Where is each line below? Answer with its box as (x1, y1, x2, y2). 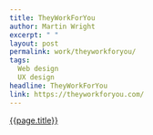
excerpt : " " (9, 30, 59, 39)
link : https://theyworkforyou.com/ (9, 89, 145, 99)
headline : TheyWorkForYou (9, 81, 107, 90)
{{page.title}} (9, 115, 59, 126)
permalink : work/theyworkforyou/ (9, 47, 137, 57)
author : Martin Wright (9, 22, 96, 31)
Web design (17, 65, 59, 74)
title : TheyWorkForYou (9, 13, 96, 23)
